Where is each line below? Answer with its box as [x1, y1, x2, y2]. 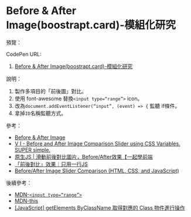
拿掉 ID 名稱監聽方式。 [14, 110, 67, 117]
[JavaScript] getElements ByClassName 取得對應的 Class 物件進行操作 [14, 204, 186, 211]
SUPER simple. [14, 146, 51, 153]
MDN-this [14, 197, 39, 204]
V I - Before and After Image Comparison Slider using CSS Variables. [14, 140, 180, 147]
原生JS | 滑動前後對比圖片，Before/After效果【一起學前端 [14, 153, 153, 160]
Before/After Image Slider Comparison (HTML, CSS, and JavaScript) [14, 167, 180, 174]
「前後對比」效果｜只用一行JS [14, 160, 88, 168]
